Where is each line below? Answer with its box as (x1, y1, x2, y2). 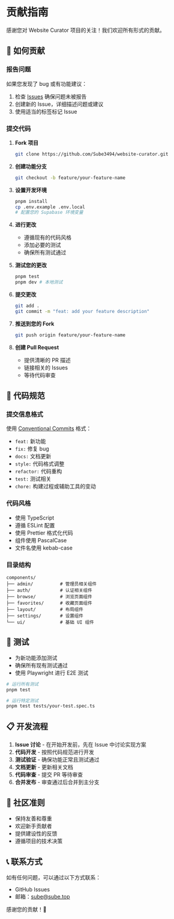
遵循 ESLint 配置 (14, 521, 55, 529)
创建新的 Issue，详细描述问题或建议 (14, 100, 104, 108)
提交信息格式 (6, 410, 44, 418)
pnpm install (14, 198, 48, 204)
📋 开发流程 (6, 721, 49, 732)
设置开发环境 (14, 186, 47, 193)
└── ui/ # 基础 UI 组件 (6, 619, 94, 625)
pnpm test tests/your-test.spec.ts (6, 703, 95, 709)
